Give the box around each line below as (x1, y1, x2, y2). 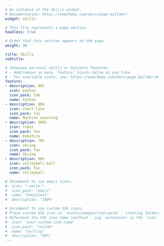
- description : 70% (5, 138, 45, 143)
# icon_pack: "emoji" (5, 188, 51, 193)
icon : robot (9, 124, 34, 130)
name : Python (9, 97, 36, 102)
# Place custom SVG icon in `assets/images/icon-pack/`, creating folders (5, 211, 161, 216)
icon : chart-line (9, 106, 45, 111)
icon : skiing (9, 143, 36, 148)
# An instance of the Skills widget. (5, 7, 82, 12)
